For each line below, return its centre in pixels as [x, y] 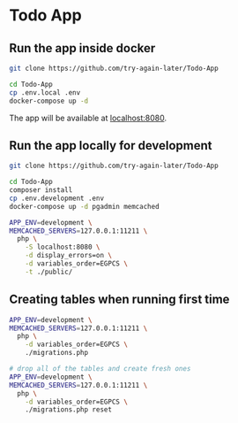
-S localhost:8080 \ [63, 247]
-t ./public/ [49, 272]
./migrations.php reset [69, 410]
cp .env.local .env [45, 92]
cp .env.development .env [56, 198]
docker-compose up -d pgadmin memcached [85, 206]
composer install [41, 190]
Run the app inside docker [82, 48]
